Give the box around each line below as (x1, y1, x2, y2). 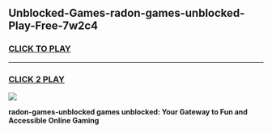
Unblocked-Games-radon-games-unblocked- (8, 6, 245, 20)
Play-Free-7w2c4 (8, 19, 99, 33)
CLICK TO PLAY (8, 44, 71, 55)
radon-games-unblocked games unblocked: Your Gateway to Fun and (8, 106, 249, 116)
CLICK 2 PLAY (8, 73, 65, 85)
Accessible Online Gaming (8, 115, 100, 125)
